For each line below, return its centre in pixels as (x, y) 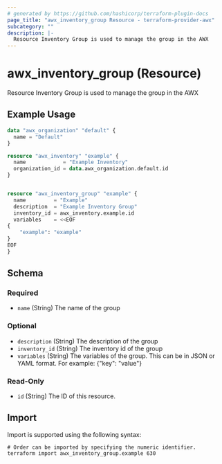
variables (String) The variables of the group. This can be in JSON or (116, 356)
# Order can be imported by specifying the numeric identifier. (102, 447)
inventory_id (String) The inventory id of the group (90, 348)
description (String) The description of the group (87, 341)
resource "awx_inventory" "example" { (63, 156)
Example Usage (41, 115)
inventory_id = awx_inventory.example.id (74, 213)
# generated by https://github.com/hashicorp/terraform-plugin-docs (108, 14)
